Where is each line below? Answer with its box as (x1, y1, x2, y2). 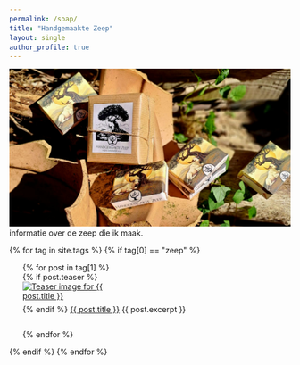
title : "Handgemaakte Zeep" (9, 23, 114, 33)
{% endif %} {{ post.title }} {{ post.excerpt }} (21, 304, 187, 315)
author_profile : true (9, 43, 90, 52)
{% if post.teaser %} (21, 272, 98, 283)
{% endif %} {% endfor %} (9, 346, 108, 357)
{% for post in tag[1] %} (21, 262, 110, 273)
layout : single (9, 33, 66, 42)
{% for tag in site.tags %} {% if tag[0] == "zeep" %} (9, 245, 201, 256)
